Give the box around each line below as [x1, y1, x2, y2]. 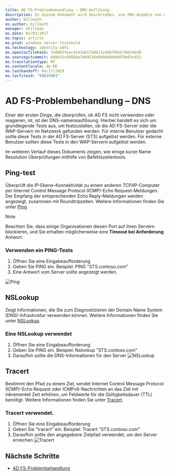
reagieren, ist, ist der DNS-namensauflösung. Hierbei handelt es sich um [5, 117, 157, 123]
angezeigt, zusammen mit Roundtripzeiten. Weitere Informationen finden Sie [5, 198, 164, 204]
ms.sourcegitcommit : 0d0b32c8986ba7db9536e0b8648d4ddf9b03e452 [5, 54, 142, 60]
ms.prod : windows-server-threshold [5, 41, 80, 46]
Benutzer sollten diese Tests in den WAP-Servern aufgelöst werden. [5, 139, 147, 145]
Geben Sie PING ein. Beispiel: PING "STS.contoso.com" [12, 263, 129, 269]
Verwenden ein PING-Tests [5, 247, 73, 254]
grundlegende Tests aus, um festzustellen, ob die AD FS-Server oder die [5, 123, 157, 129]
